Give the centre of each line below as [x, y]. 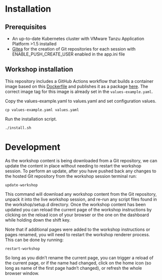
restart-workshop [23, 249]
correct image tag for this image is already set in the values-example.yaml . [79, 92]
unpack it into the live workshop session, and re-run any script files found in [81, 199]
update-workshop [21, 185]
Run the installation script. [31, 119]
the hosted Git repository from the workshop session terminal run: [71, 176]
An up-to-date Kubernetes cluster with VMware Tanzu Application [78, 38]
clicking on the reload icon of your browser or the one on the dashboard [77, 215]
